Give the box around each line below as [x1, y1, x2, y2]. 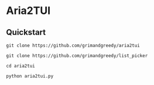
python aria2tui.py [6, 73, 54, 79]
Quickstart [6, 27, 46, 37]
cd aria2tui [6, 63, 35, 69]
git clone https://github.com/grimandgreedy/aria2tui [6, 42, 141, 48]
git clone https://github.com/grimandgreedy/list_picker [6, 53, 148, 59]
